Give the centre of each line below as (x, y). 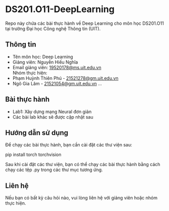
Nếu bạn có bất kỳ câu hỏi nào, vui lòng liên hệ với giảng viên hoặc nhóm (81, 198)
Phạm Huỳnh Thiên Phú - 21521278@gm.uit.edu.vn (65, 78)
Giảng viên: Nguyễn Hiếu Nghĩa (45, 62)
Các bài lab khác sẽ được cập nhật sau (53, 117)
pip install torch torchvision (33, 154)
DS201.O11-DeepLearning (60, 9)
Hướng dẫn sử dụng (37, 133)
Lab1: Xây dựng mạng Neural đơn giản (52, 112)
